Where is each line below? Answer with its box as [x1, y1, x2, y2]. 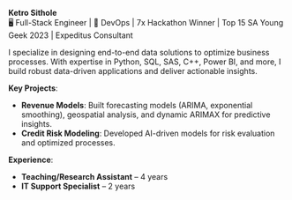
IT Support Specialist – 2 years [20, 181, 136, 191]
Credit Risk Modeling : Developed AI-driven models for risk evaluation [20, 128, 275, 138]
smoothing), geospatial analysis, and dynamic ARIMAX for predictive [20, 109, 271, 120]
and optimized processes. [20, 137, 116, 148]
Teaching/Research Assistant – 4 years [20, 172, 168, 181]
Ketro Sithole [8, 8, 57, 18]
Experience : [8, 154, 54, 165]
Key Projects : [8, 83, 58, 93]
